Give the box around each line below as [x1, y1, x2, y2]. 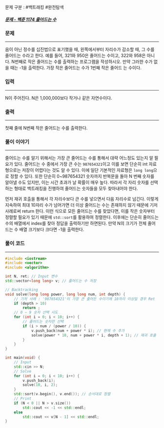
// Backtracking [5, 287, 38, 292]
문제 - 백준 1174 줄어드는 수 [5, 16, 57, 22]
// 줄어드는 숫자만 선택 [22, 319, 64, 324]
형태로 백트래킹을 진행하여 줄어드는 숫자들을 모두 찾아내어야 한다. [14, 185, 138, 192]
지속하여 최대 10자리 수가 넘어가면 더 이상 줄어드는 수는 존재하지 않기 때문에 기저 [5, 202, 158, 208]
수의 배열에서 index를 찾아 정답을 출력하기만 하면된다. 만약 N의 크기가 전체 [5, 221, 147, 226]
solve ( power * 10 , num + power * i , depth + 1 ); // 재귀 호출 [31, 333, 156, 338]
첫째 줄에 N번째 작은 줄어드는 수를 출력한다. [5, 125, 88, 131]
